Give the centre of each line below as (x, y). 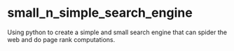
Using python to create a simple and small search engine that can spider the (117, 32)
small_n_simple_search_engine (100, 13)
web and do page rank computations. (61, 39)
